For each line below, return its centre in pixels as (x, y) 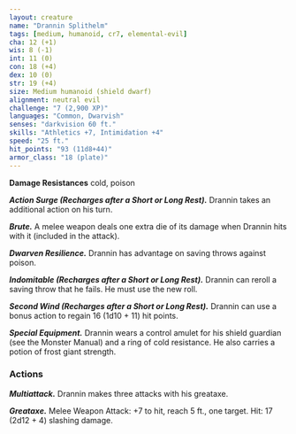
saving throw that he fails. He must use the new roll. (103, 289)
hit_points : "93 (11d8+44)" (61, 149)
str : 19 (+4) (33, 83)
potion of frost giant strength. (63, 352)
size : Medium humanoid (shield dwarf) (80, 91)
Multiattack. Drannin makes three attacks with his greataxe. (119, 393)
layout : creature (41, 17)
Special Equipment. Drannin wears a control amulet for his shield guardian (145, 332)
